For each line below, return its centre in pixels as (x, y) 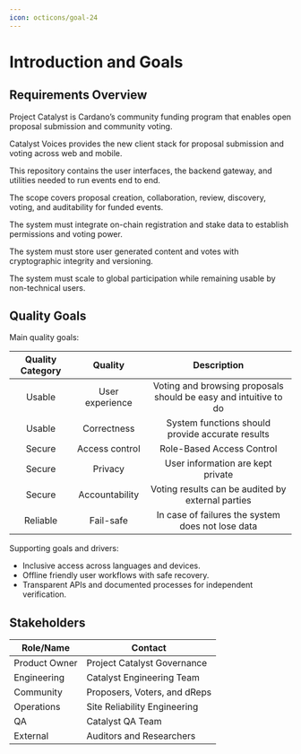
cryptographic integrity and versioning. (82, 260)
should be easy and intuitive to (218, 398)
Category (41, 371)
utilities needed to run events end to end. (85, 180)
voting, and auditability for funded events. (86, 206)
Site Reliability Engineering (142, 707)
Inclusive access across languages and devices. (111, 565)
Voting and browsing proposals (218, 386)
